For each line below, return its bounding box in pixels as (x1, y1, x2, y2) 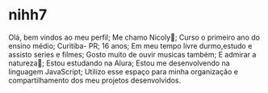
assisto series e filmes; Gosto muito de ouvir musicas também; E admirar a (8, 49, 257, 59)
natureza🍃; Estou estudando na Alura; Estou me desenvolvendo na (8, 58, 230, 68)
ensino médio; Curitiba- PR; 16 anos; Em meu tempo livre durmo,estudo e (8, 40, 253, 50)
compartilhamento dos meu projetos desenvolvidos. (8, 75, 182, 85)
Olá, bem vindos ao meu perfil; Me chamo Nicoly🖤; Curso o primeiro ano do (8, 32, 261, 42)
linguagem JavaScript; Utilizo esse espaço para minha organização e (8, 66, 238, 76)
